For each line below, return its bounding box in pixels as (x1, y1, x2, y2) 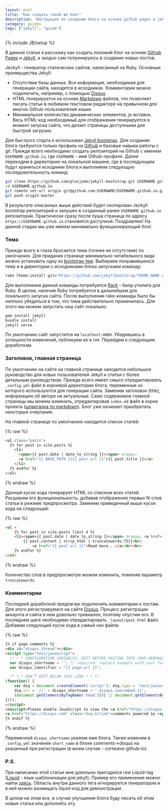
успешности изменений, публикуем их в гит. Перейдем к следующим (5, 337, 155, 343)
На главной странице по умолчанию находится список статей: (5, 419, 139, 425)
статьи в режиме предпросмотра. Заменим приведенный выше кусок (5, 500, 156, 506)
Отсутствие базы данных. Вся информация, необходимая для (12, 80, 145, 86)
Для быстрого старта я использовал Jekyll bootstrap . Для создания (5, 138, 150, 144)
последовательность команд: (5, 169, 69, 176)
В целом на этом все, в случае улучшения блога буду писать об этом (5, 795, 154, 801)
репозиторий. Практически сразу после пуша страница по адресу (5, 213, 147, 219)
